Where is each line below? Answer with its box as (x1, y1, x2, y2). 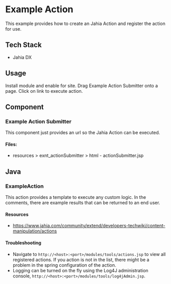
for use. (5, 25, 22, 32)
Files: (5, 141, 17, 147)
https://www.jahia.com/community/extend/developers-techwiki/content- (12, 223, 166, 229)
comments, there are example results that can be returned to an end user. (5, 200, 160, 206)
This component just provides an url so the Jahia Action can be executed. (5, 130, 160, 136)
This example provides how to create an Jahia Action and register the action (5, 20, 166, 27)
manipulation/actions (12, 228, 57, 234)
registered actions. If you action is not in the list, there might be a (12, 256, 150, 263)
